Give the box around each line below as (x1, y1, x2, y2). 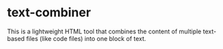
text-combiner (7, 5, 91, 20)
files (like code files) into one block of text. (26, 34, 146, 42)
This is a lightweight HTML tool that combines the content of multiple (7, 27, 202, 35)
